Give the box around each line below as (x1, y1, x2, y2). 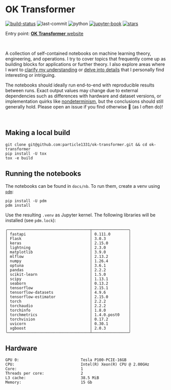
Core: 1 (5, 366, 83, 372)
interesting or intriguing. (5, 72, 56, 78)
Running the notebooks (5, 169, 82, 178)
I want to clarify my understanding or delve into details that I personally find (5, 67, 164, 73)
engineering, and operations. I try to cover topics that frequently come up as (5, 55, 166, 62)
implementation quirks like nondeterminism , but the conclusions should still (5, 98, 164, 104)
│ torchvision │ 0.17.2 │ (5, 316, 131, 322)
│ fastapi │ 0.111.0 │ (5, 231, 131, 236)
